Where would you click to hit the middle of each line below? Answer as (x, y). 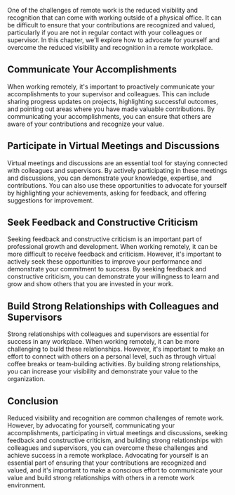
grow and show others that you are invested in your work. (90, 284)
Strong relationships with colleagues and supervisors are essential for (108, 334)
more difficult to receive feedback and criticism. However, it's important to (115, 254)
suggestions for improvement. (51, 200)
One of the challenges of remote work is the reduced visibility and (103, 10)
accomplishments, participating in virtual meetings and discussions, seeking (117, 433)
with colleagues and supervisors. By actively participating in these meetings (117, 170)
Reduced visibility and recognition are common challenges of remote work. (116, 418)
